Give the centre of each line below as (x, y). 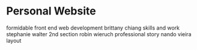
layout (14, 40)
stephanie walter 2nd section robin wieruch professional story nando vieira (99, 34)
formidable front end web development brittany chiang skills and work (93, 28)
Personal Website (51, 11)
